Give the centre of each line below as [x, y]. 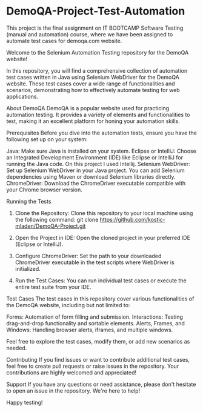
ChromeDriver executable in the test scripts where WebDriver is [95, 262]
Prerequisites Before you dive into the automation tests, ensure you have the [101, 133]
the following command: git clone [57, 219]
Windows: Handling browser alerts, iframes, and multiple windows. [90, 330]
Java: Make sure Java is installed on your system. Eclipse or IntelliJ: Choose [101, 151]
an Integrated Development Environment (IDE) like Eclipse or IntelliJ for [95, 157]
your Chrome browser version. [45, 190]
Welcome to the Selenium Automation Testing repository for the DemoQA [98, 52]
